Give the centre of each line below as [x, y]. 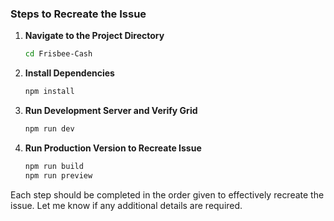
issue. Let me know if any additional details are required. [126, 205]
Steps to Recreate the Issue [78, 14]
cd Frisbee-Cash [58, 54]
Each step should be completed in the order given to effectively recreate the [167, 194]
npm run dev [49, 129]
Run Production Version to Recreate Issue [113, 148]
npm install [49, 92]
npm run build [54, 166]
